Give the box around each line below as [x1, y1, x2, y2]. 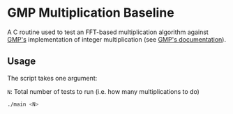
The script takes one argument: [7, 74, 98, 82]
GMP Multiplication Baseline [7, 5, 174, 21]
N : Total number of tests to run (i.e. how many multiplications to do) [7, 87, 200, 95]
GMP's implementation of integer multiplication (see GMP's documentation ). [7, 35, 227, 43]
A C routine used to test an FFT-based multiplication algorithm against [7, 28, 209, 36]
